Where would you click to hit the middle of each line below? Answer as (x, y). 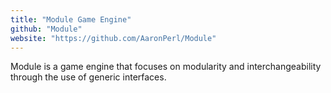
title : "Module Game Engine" (71, 19)
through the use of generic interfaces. (88, 77)
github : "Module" (46, 29)
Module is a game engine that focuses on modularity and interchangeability (166, 67)
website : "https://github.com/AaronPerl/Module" (113, 38)
